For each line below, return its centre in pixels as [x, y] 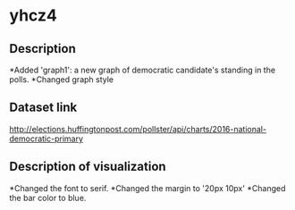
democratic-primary [46, 139]
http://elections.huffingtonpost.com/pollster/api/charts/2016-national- [138, 129]
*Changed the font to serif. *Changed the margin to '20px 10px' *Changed [147, 188]
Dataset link [43, 108]
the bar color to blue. [48, 197]
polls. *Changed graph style [62, 80]
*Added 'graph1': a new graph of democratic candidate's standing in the [142, 70]
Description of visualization [88, 167]
